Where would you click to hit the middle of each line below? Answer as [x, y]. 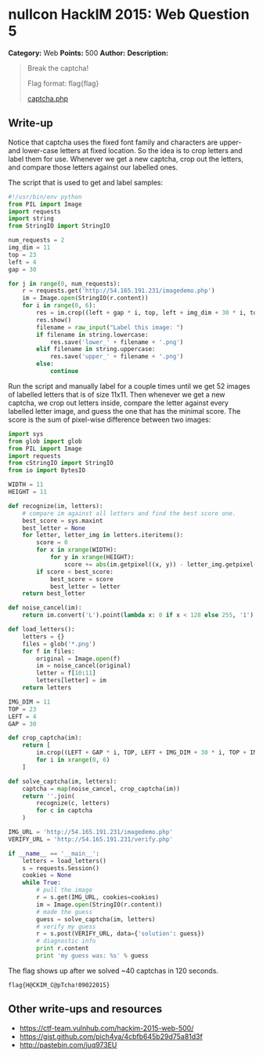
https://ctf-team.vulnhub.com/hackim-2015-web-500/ [106, 1028]
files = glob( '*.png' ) [59, 644]
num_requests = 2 [36, 240]
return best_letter [54, 594]
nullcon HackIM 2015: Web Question [129, 15]
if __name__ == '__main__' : [54, 854]
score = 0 [52, 543]
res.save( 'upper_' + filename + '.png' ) [117, 357]
